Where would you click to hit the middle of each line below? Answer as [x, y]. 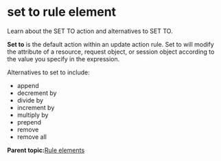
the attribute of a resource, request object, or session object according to [111, 52]
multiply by [33, 115]
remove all [32, 137]
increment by [36, 107]
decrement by [37, 93]
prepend [29, 122]
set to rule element [62, 12]
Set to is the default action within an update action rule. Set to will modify [110, 44]
